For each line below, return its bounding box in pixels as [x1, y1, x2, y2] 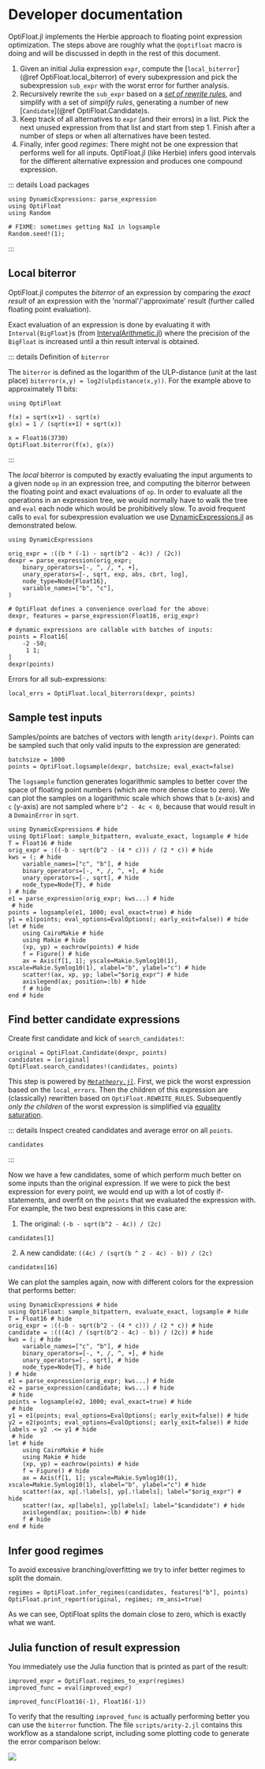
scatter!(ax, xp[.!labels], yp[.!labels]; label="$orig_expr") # [22, 1488, 242, 1496]
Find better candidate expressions [8, 1012, 181, 1026]
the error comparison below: [8, 1737, 101, 1746]
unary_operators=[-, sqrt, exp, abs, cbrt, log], [22, 570, 189, 578]
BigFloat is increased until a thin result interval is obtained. [8, 336, 200, 346]
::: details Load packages [8, 180, 90, 189]
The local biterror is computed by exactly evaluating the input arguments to [8, 470, 253, 479]
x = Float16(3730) [8, 433, 69, 442]
